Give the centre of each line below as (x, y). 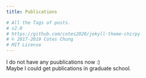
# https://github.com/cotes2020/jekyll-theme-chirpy (73, 34)
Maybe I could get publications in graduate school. (69, 68)
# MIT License (24, 45)
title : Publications (32, 12)
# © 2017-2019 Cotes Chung (40, 40)
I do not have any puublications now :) (53, 62)
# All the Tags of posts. (38, 22)
